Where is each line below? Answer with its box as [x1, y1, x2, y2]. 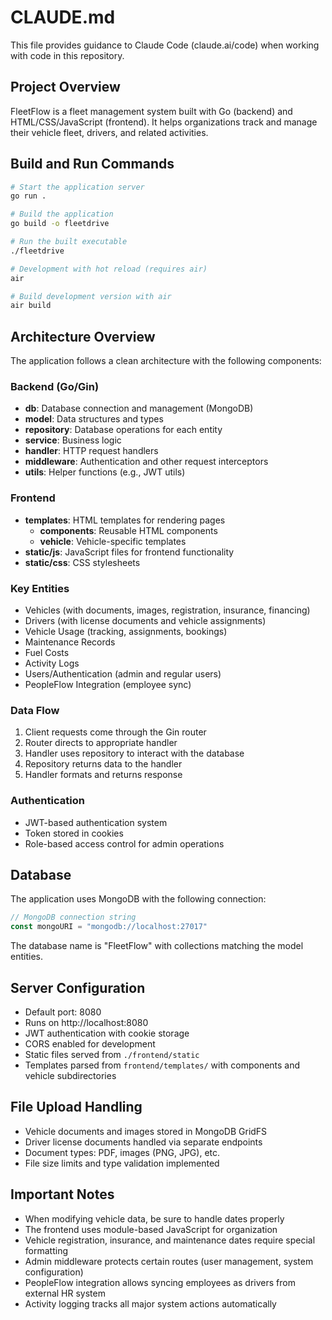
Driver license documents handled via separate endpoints [24, 1136, 263, 1148]
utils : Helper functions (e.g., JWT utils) [24, 466, 186, 478]
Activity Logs [24, 657, 80, 670]
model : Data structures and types [24, 413, 164, 425]
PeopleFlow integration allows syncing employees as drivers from [24, 1276, 296, 1288]
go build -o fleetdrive [10, 219, 110, 229]
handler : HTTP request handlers [24, 445, 159, 457]
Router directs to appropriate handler [24, 737, 178, 749]
